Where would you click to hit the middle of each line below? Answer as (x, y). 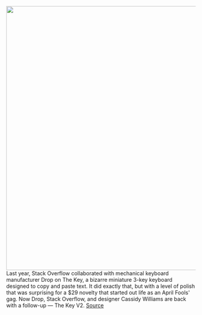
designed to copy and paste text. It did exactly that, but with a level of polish (101, 286)
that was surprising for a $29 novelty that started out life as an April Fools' (98, 292)
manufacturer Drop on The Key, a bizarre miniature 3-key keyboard (89, 280)
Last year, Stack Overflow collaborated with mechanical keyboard (88, 273)
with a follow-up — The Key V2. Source (55, 305)
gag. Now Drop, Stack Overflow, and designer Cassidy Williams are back (96, 299)
